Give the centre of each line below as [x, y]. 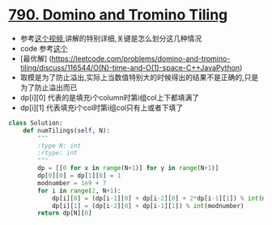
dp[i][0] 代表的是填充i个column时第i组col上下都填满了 [110, 97]
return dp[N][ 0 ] [65, 213]
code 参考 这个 [44, 48]
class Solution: [36, 123]
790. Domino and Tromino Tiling [118, 15]
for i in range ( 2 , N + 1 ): [79, 191]
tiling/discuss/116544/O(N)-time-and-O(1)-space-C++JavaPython [130, 67]
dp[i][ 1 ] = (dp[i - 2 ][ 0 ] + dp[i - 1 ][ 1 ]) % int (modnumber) [148, 206]
